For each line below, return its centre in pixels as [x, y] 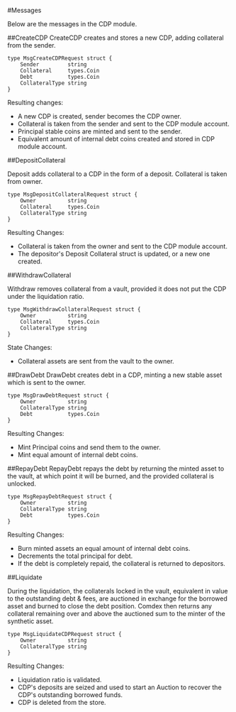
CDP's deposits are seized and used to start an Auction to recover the [119, 687]
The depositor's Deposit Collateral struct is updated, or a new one [114, 254]
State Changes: [30, 347]
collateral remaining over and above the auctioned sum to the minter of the [116, 614]
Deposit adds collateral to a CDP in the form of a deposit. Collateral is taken [117, 174]
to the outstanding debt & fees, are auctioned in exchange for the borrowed [118, 598]
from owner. [25, 181]
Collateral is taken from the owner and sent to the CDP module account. [123, 246]
